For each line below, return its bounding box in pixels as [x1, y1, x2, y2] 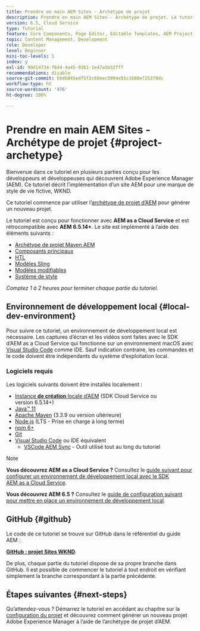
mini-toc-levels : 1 [6, 53, 55, 59]
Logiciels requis [6, 367, 54, 375]
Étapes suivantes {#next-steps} [6, 590, 128, 599]
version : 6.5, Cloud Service [6, 20, 79, 26]
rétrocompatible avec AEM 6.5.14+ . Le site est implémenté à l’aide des [6, 223, 179, 230]
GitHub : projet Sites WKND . [6, 548, 77, 555]
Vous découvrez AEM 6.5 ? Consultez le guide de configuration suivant [6, 491, 183, 498]
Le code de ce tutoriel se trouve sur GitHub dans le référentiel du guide [6, 530, 181, 537]
